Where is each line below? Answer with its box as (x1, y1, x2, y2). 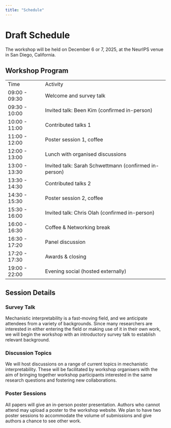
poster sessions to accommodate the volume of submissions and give (5, 412, 152, 418)
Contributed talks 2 (45, 180, 91, 187)
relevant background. (5, 337, 50, 343)
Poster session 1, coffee (45, 136, 103, 143)
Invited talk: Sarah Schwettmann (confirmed (45, 162, 150, 169)
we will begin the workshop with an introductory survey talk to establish (5, 331, 156, 337)
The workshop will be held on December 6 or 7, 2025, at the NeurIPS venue (5, 46, 164, 52)
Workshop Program (5, 66, 69, 75)
